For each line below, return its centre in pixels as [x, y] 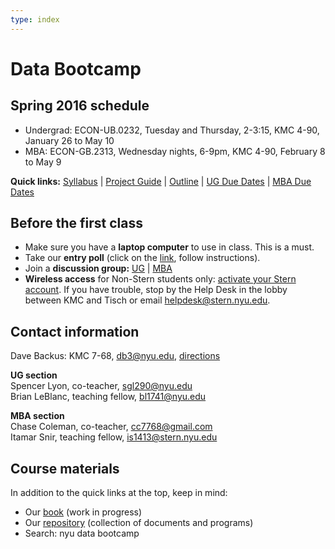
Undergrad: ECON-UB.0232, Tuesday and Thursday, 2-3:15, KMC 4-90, [172, 130]
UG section [34, 375]
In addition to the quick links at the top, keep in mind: [119, 493]
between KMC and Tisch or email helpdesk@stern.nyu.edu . [147, 300]
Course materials [65, 468]
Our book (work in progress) [83, 512]
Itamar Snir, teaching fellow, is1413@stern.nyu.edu [114, 437]
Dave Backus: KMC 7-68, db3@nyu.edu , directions [115, 356]
